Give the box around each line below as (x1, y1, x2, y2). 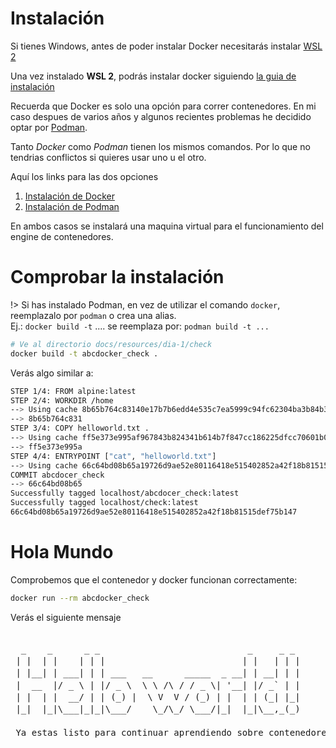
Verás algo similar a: (10, 367, 94, 379)
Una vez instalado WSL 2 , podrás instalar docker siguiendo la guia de (10, 70, 297, 82)
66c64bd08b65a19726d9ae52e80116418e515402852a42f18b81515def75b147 (10, 507, 298, 517)
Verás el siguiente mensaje (10, 611, 122, 623)
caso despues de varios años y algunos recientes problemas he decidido (10, 110, 312, 122)
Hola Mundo (10, 541, 114, 564)
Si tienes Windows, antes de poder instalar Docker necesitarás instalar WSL (10, 40, 323, 52)
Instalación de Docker (24, 190, 115, 202)
